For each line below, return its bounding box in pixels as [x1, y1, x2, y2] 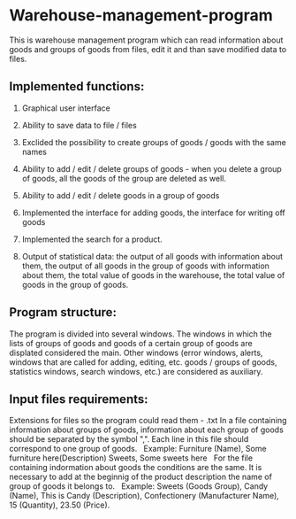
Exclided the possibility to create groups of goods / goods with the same [21, 136, 287, 147]
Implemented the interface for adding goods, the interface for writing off [21, 207, 285, 218]
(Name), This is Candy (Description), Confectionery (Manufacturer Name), [9, 491, 280, 501]
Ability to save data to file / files [21, 120, 137, 130]
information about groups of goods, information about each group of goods [9, 424, 285, 435]
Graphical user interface [21, 103, 110, 113]
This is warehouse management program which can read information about [9, 35, 284, 45]
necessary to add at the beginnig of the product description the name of [9, 471, 272, 483]
